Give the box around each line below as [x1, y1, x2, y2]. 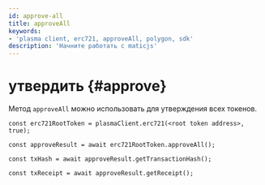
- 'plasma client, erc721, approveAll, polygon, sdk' [8, 34, 194, 43]
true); [8, 127, 31, 135]
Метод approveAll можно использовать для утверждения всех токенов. [8, 104, 258, 114]
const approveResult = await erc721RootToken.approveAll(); [8, 141, 216, 149]
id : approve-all [8, 11, 63, 20]
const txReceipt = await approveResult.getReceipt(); [8, 170, 194, 178]
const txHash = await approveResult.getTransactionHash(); [8, 155, 212, 163]
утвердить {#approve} [8, 77, 168, 96]
